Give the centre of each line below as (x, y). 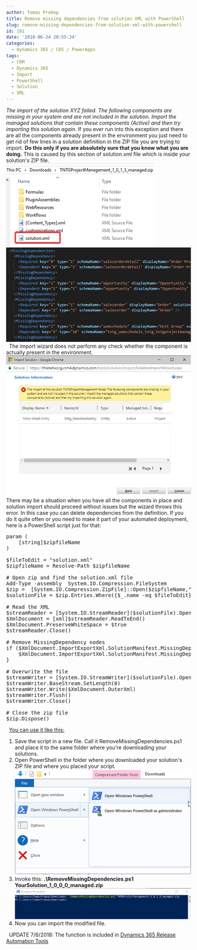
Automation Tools (27, 941)
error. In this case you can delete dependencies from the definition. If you (95, 513)
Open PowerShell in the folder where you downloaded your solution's (98, 760)
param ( (17, 537)
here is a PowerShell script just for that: (54, 525)
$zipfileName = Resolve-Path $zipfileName (68, 566)
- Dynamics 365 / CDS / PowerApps (53, 50)
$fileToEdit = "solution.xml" (50, 560)
